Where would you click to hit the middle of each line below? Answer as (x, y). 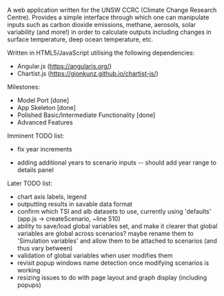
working (29, 270)
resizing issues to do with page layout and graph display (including (112, 277)
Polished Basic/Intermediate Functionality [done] (86, 115)
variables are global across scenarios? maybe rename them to (105, 233)
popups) (29, 285)
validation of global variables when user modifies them (95, 256)
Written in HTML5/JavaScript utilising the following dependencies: (101, 53)
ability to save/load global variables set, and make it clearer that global (117, 226)
